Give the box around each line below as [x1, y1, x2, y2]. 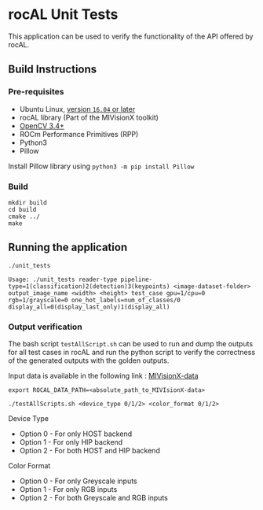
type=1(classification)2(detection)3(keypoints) [8, 282, 170, 290]
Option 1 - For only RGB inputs [19, 485, 118, 494]
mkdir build [8, 198, 47, 206]
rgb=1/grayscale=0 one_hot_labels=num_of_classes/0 [8, 296, 181, 304]
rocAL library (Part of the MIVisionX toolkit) [19, 113, 159, 122]
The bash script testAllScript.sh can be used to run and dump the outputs [8, 339, 254, 349]
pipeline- [120, 275, 153, 283]
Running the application [8, 241, 128, 254]
